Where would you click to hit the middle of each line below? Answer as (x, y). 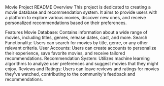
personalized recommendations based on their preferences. (66, 23)
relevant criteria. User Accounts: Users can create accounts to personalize (81, 48)
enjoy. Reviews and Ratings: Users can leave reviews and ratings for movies (82, 69)
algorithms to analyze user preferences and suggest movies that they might (82, 64)
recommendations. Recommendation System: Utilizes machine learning (78, 58)
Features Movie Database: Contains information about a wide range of (76, 32)
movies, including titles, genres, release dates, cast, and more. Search (76, 37)
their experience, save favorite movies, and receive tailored (65, 53)
